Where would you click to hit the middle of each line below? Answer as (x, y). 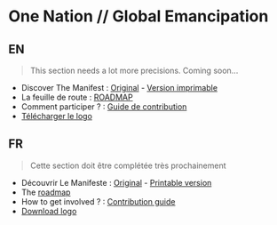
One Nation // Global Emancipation (138, 16)
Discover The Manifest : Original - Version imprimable (119, 88)
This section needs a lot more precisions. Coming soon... (134, 70)
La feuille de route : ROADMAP (77, 97)
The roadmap (46, 192)
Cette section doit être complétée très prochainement (128, 165)
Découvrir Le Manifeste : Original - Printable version (116, 182)
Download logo (49, 211)
